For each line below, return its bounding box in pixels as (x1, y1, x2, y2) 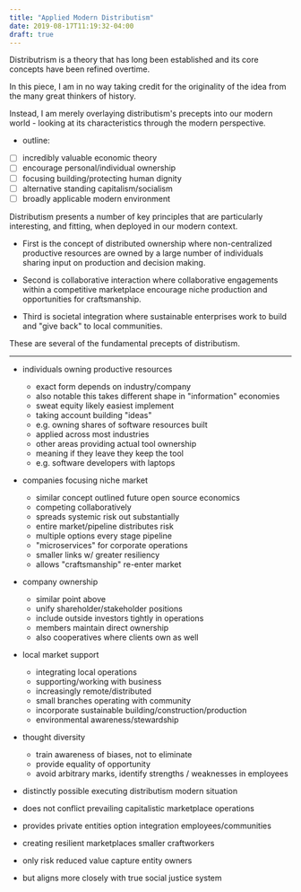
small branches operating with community (35, 695, 191, 705)
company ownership (21, 576, 99, 587)
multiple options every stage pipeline (35, 530, 173, 541)
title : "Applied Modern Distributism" (9, 13, 154, 22)
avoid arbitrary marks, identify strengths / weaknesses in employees (35, 768, 288, 779)
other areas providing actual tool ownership (35, 438, 197, 449)
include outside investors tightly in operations (35, 612, 204, 624)
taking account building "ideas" (35, 409, 152, 420)
